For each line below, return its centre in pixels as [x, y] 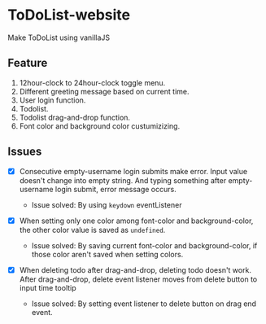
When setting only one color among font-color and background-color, [136, 221]
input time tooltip [48, 287]
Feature [28, 63]
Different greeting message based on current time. [104, 91]
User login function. [52, 100]
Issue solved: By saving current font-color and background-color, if [144, 245]
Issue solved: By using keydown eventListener [107, 204]
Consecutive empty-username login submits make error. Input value [133, 171]
